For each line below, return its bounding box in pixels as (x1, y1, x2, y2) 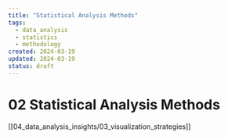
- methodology (15, 41, 61, 48)
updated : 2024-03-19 (8, 55, 76, 63)
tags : (8, 19, 26, 27)
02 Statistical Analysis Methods (8, 95, 221, 113)
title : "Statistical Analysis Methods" (8, 11, 139, 20)
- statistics (15, 33, 58, 41)
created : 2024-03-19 (8, 48, 76, 55)
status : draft (8, 62, 55, 70)
